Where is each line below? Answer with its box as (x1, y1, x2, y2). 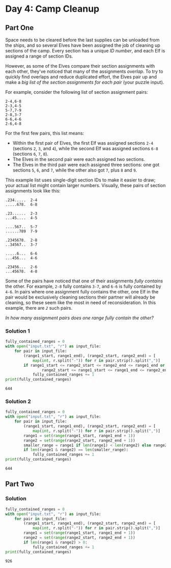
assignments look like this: (5, 188, 61, 194)
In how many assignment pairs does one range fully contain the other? (5, 315, 154, 321)
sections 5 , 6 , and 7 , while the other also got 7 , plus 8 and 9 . (12, 167, 137, 173)
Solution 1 (5, 327, 30, 334)
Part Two (5, 480, 35, 489)
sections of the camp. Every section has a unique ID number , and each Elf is (5, 48, 165, 53)
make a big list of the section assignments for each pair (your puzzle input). (5, 79, 164, 85)
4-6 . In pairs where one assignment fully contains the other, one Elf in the (5, 289, 159, 294)
